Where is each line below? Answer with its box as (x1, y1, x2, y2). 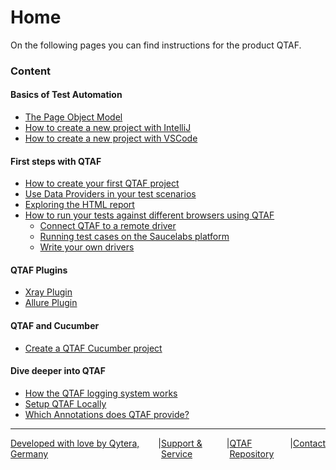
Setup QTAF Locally (24, 397, 107, 410)
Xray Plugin (24, 286, 73, 298)
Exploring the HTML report (24, 199, 135, 211)
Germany (10, 447, 49, 460)
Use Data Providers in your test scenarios (24, 188, 197, 200)
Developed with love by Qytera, (10, 437, 140, 449)
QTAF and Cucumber (10, 320, 100, 332)
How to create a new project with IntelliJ (24, 122, 192, 134)
